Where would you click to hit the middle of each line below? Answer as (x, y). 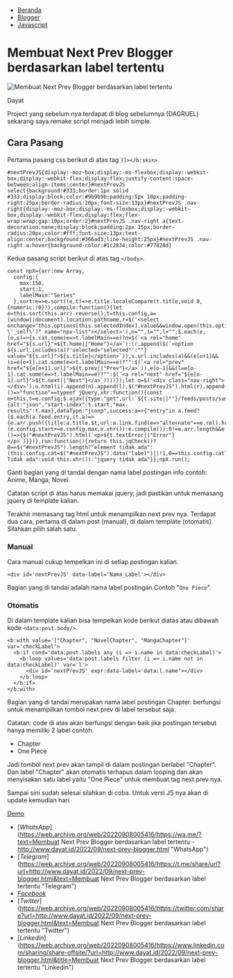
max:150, (32, 283)
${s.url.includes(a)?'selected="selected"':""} (77, 350)
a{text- (173, 221)
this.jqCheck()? (133, 441)
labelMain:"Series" (48, 295)
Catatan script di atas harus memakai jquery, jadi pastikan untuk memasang (115, 493)
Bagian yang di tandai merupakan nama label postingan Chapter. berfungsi (114, 702)
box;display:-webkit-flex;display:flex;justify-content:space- (101, 179)
